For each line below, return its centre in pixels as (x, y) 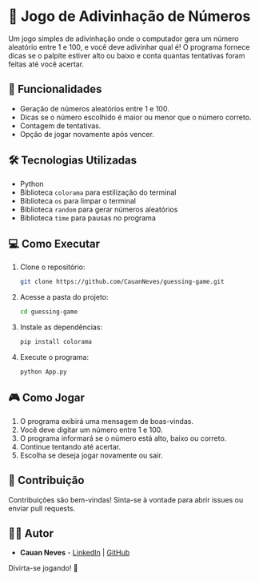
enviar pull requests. (42, 508)
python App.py (43, 372)
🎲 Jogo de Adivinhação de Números (129, 16)
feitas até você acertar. (46, 64)
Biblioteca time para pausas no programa (88, 218)
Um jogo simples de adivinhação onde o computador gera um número (124, 38)
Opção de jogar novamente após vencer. (87, 134)
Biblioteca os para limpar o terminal (78, 200)
